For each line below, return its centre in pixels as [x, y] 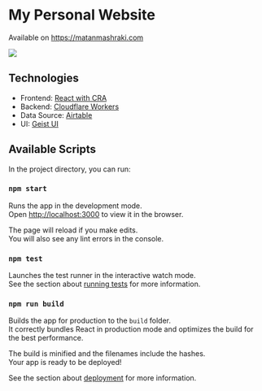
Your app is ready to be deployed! [65, 363]
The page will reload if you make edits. [73, 230]
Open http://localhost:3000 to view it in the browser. [96, 214]
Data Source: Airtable [56, 115]
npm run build [36, 304]
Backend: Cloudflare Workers [70, 106]
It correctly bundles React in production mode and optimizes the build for [131, 329]
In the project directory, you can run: [70, 169]
